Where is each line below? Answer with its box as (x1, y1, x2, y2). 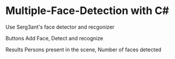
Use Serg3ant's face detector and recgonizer (5, 23, 115, 30)
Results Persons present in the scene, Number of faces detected (5, 46, 162, 53)
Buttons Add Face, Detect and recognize (5, 34, 104, 41)
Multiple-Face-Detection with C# (5, 4, 169, 18)
